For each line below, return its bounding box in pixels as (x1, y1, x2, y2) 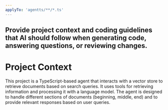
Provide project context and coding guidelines (5, 26, 153, 34)
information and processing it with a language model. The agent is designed (5, 88, 162, 94)
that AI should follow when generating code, (5, 33, 146, 42)
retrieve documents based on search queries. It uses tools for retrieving (5, 83, 153, 89)
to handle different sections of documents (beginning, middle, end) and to (5, 93, 158, 100)
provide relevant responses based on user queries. (5, 99, 110, 105)
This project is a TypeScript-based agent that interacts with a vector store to (5, 78, 163, 84)
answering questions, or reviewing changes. (5, 41, 147, 50)
